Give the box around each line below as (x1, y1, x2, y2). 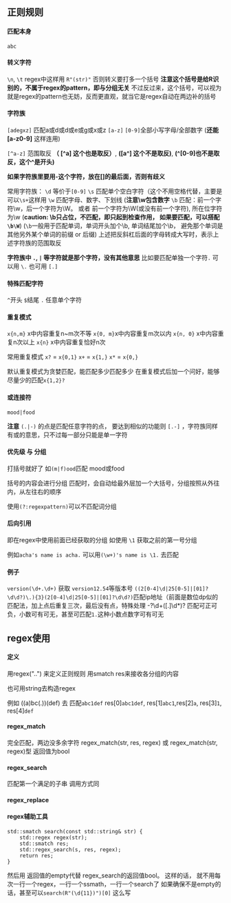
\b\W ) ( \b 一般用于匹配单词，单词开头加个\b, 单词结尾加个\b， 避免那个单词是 (7, 221, 223, 230)
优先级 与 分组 (7, 448, 47, 456)
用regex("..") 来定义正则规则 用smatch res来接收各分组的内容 (7, 669, 179, 677)
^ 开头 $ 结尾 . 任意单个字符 (7, 296, 82, 304)
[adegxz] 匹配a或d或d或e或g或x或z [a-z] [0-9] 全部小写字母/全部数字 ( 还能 (7, 126, 219, 134)
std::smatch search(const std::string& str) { (7, 828, 143, 835)
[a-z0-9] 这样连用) (7, 135, 60, 143)
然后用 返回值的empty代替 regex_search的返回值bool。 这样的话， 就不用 (7, 871, 215, 880)
